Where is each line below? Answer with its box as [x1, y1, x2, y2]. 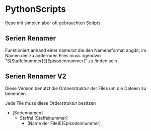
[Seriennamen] [12, 110, 43, 116]
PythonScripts [5, 3, 66, 15]
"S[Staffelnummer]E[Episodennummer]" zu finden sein [5, 58, 118, 64]
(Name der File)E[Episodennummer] [27, 120, 101, 126]
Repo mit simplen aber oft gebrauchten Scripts [5, 20, 101, 26]
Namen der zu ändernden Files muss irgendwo [5, 52, 101, 58]
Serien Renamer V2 [5, 72, 67, 81]
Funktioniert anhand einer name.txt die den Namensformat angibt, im [5, 47, 147, 53]
